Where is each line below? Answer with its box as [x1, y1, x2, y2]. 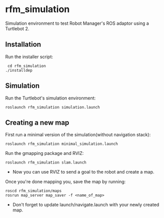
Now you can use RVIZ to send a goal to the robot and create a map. [12, 169, 154, 175]
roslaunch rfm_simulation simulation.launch [5, 104, 100, 110]
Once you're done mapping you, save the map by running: [5, 179, 126, 185]
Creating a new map [5, 118, 69, 127]
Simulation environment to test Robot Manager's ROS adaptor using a [5, 20, 149, 26]
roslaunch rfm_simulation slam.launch [5, 160, 87, 165]
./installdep [5, 68, 33, 73]
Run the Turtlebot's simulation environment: [5, 95, 96, 101]
